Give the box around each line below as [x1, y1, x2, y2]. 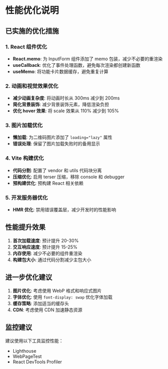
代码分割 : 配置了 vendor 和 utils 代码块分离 [12, 167, 102, 174]
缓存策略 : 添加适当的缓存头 [12, 300, 69, 306]
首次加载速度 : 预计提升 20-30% [12, 237, 79, 243]
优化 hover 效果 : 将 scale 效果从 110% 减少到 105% [12, 108, 119, 114]
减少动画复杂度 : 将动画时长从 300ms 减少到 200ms [12, 95, 120, 101]
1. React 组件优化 [5, 43, 47, 50]
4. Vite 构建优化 [5, 155, 44, 162]
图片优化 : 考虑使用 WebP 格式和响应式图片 [12, 287, 102, 293]
